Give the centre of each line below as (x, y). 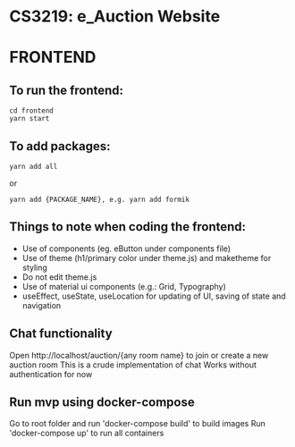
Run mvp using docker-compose (102, 403)
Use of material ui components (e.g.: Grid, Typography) (124, 286)
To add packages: (60, 146)
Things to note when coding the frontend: (128, 227)
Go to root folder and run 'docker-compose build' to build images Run (137, 424)
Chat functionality (61, 334)
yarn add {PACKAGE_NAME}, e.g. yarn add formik (100, 199)
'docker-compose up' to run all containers (87, 433)
